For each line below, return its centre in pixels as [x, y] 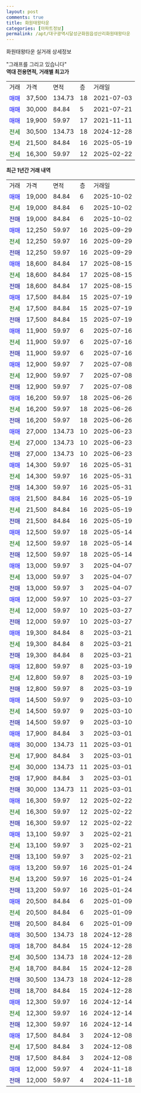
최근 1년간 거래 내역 [29, 170]
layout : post [22, 12]
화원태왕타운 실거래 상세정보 [39, 52]
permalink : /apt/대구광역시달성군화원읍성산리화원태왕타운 [68, 34]
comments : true [25, 17]
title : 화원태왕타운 [28, 23]
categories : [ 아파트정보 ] [35, 28]
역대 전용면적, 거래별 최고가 [38, 72]
